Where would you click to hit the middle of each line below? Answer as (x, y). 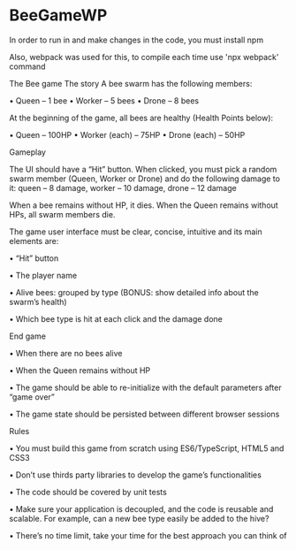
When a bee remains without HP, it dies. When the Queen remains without (144, 205)
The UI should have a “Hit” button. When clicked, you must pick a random (143, 169)
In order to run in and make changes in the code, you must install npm (136, 40)
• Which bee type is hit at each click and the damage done (116, 318)
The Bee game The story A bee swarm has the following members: (131, 83)
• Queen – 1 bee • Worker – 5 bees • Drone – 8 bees (104, 100)
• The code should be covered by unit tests (88, 492)
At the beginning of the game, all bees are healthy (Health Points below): (141, 118)
